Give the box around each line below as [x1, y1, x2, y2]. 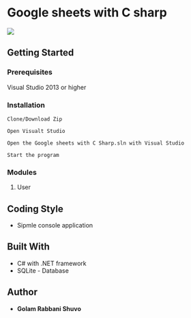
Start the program [7, 151, 59, 158]
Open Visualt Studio [7, 127, 66, 134]
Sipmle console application [16, 221, 93, 230]
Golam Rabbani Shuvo [16, 304, 82, 313]
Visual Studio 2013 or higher [7, 83, 87, 91]
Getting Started [7, 47, 74, 59]
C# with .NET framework [16, 259, 87, 267]
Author [7, 286, 38, 298]
